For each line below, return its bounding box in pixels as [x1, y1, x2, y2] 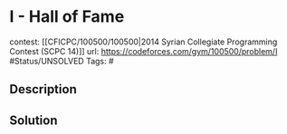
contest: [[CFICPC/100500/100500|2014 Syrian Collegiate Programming [9, 36, 278, 47]
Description [9, 81, 77, 97]
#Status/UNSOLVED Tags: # [9, 55, 115, 66]
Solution [9, 112, 58, 128]
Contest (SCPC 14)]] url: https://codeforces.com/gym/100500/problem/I [9, 45, 278, 56]
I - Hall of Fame [9, 6, 125, 27]
